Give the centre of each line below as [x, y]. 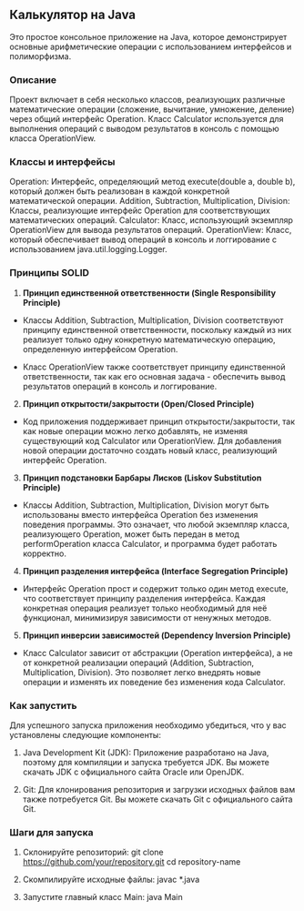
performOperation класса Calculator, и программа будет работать [150, 543]
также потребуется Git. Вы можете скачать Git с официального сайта [157, 799]
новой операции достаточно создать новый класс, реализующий [150, 450]
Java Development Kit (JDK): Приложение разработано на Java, [146, 753]
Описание [33, 79]
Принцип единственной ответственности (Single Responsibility [149, 293]
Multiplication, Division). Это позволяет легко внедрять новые [142, 672]
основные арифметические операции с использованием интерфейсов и [151, 46]
